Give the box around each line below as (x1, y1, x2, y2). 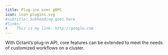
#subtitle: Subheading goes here (5, 16, 76, 21)
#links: (5, 21, 22, 26)
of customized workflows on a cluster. (5, 45, 85, 51)
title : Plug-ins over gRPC (5, 7, 62, 12)
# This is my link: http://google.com (5, 26, 94, 31)
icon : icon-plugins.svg (5, 12, 55, 17)
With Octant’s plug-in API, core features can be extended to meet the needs (5, 39, 163, 45)
